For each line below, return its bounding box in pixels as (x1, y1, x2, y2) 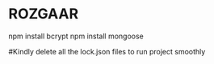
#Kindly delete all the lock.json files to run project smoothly (8, 46, 206, 56)
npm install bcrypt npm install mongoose (8, 31, 144, 41)
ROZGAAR (8, 5, 79, 23)
